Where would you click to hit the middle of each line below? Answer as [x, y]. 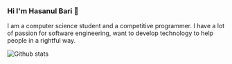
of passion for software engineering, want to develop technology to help [110, 33]
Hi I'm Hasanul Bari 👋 [43, 11]
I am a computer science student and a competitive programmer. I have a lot [116, 26]
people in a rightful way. [42, 41]
